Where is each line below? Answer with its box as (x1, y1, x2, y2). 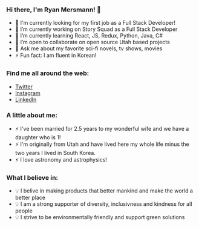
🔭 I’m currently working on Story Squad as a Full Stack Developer (15, 25, 178, 33)
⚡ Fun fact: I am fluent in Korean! (15, 51, 97, 59)
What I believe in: (6, 173, 59, 182)
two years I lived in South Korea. (15, 149, 96, 156)
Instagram (15, 89, 41, 96)
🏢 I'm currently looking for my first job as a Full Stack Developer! (15, 19, 175, 27)
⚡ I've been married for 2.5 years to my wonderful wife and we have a (15, 125, 189, 132)
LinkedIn (15, 96, 37, 103)
